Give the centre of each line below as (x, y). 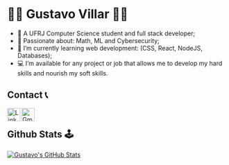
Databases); (35, 55)
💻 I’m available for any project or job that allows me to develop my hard (120, 63)
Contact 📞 (28, 95)
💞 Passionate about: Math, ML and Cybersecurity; (88, 40)
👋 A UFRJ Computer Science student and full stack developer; (106, 33)
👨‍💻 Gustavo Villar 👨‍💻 (68, 14)
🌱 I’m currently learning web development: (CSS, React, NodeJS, (110, 48)
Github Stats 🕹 (41, 134)
